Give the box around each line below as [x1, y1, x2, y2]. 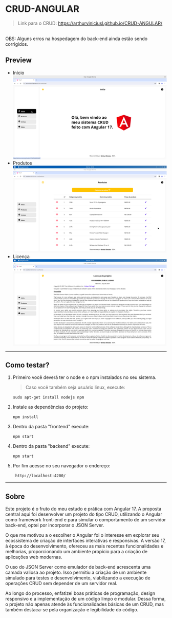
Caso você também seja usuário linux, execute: [25, 384, 125, 391]
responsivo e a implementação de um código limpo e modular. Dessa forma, [5, 596, 166, 602]
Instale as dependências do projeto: [12, 404, 89, 410]
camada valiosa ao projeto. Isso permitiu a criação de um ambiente [5, 569, 147, 576]
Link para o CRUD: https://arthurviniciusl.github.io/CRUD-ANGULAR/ [17, 20, 163, 26]
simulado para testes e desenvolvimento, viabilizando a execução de [5, 575, 150, 581]
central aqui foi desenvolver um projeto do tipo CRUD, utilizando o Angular [5, 511, 162, 517]
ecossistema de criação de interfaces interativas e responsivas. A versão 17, [5, 538, 166, 544]
